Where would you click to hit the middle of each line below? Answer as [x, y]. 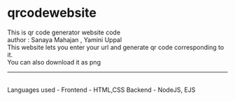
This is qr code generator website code [64, 32]
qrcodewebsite [52, 13]
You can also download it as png [54, 62]
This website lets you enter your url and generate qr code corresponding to [116, 47]
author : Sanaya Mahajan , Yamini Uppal [65, 39]
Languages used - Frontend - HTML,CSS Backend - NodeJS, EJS [101, 90]
